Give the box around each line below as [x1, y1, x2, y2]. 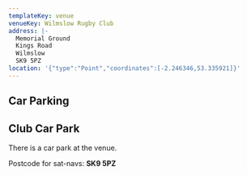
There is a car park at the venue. [8, 143, 117, 152]
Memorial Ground [15, 34, 70, 43]
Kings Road [15, 42, 53, 50]
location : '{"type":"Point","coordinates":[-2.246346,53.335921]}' [8, 65, 241, 73]
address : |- [8, 27, 49, 35]
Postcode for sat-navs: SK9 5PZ [8, 158, 117, 168]
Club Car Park [8, 122, 80, 135]
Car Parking [8, 94, 70, 108]
